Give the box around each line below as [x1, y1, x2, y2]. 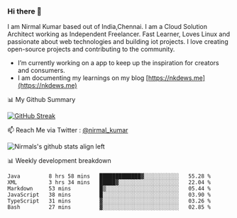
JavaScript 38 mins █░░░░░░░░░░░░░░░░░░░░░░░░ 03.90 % [7, 191, 211, 199]
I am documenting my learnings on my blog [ [17, 74, 149, 82]
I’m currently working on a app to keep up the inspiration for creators [17, 59, 220, 67]
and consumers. [17, 67, 65, 75]
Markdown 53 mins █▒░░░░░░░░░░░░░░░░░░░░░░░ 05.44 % [7, 185, 211, 193]
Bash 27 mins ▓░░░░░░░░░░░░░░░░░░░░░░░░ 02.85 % [7, 204, 211, 211]
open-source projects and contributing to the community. [7, 45, 175, 54]
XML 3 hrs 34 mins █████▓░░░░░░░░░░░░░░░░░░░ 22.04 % [7, 179, 211, 186]
